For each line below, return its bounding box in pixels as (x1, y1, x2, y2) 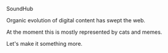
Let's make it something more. (6, 40, 82, 47)
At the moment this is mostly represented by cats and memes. (6, 28, 163, 36)
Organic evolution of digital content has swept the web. (6, 17, 145, 23)
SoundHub (6, 5, 34, 12)
